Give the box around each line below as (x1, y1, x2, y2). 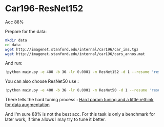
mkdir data (5, 37, 27, 43)
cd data (5, 42, 21, 47)
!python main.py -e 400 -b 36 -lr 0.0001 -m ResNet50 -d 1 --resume (5, 88, 147, 93)
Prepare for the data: (5, 28, 47, 34)
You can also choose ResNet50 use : (5, 78, 79, 84)
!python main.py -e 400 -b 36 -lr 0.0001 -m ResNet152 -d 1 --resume (5, 70, 150, 74)
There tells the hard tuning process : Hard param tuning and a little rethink (5, 97, 154, 103)
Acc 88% (5, 19, 24, 25)
